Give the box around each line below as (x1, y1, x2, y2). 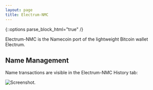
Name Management (5, 56, 69, 65)
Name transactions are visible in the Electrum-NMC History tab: (5, 70, 138, 76)
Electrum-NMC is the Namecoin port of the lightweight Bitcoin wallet (5, 36, 148, 42)
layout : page (5, 7, 33, 13)
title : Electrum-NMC (5, 12, 49, 17)
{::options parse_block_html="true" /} (5, 26, 84, 32)
